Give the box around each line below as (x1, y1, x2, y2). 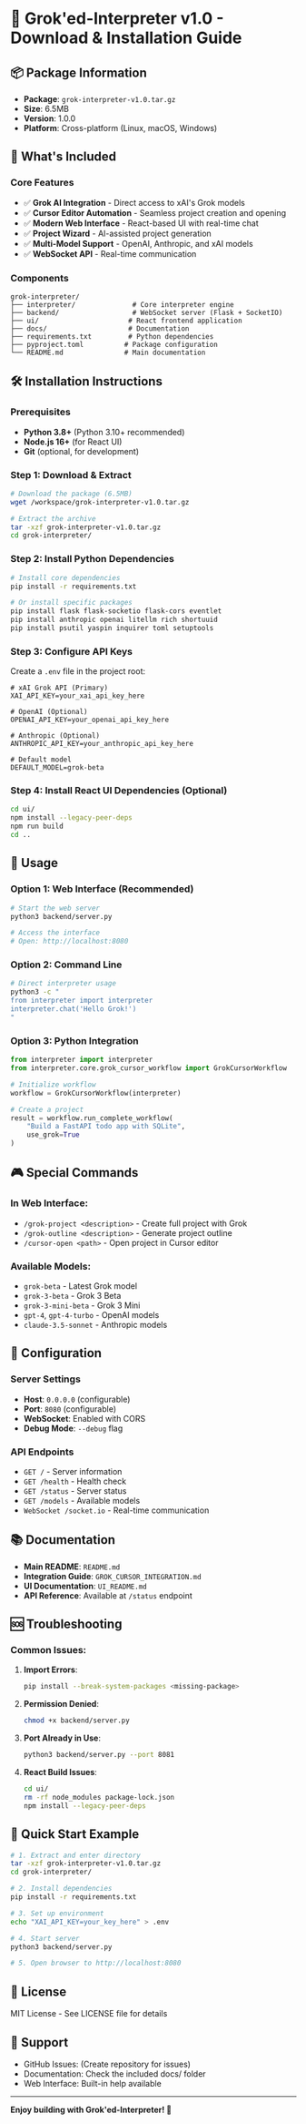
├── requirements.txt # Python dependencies (10, 332, 214, 341)
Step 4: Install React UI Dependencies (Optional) (10, 784, 228, 797)
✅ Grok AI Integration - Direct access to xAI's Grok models (23, 197, 246, 208)
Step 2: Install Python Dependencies (10, 553, 175, 566)
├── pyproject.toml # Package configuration (10, 340, 219, 349)
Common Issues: (10, 1644, 87, 1657)
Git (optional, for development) (23, 445, 140, 456)
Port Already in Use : (23, 1732, 101, 1743)
